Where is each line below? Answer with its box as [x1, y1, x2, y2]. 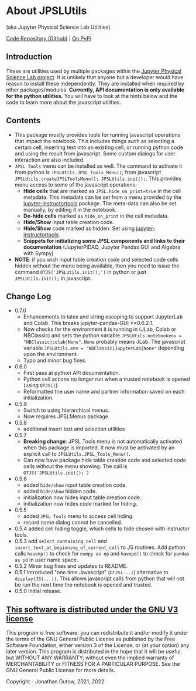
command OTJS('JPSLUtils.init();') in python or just [14, 268, 146, 275]
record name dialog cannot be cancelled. [23, 519, 123, 526]
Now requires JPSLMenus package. [23, 413, 110, 420]
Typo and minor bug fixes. [23, 357, 87, 364]
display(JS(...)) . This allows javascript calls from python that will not [14, 575, 184, 582]
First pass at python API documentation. [23, 370, 121, 377]
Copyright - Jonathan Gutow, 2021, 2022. [6, 678, 106, 685]
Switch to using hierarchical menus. [23, 407, 110, 414]
